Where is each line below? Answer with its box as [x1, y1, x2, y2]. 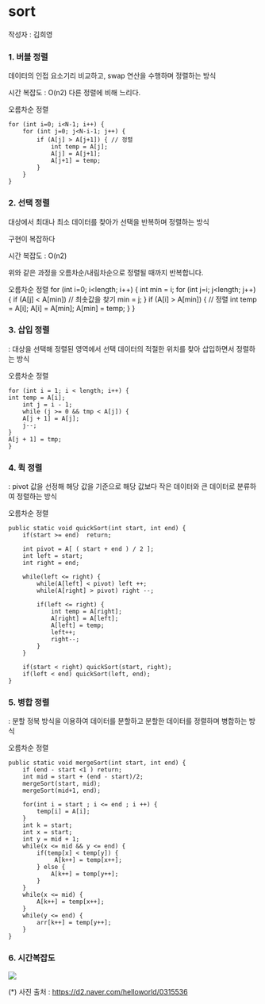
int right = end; [22, 559, 80, 567]
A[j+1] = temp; [50, 157, 102, 165]
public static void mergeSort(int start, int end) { [8, 759, 186, 767]
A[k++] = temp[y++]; [50, 870, 119, 879]
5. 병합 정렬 [8, 697, 50, 708]
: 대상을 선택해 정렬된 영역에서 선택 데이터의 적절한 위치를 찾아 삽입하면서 [8, 344, 235, 353]
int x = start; [22, 829, 73, 837]
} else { [36, 864, 66, 871]
